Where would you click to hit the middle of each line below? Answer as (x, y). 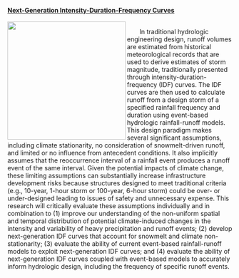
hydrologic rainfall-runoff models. (177, 123)
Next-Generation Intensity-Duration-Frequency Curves (91, 10)
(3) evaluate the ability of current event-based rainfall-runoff (133, 244)
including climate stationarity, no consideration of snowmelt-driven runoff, (116, 145)
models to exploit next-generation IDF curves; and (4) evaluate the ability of (119, 251)
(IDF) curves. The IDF (190, 84)
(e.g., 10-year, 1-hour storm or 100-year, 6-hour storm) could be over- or (114, 191)
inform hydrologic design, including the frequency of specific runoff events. (118, 266)
